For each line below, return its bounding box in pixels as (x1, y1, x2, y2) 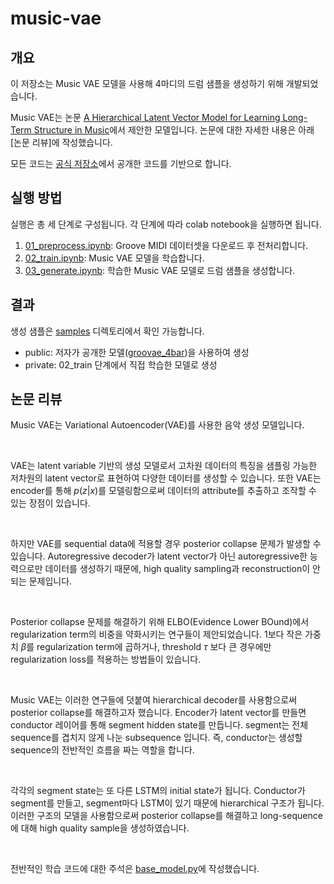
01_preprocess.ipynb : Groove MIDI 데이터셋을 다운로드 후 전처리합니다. (24, 239, 309, 251)
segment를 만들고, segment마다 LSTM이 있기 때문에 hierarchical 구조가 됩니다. (10, 797, 325, 809)
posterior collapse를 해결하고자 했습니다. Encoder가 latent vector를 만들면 (10, 707, 307, 719)
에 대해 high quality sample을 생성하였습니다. (10, 822, 190, 834)
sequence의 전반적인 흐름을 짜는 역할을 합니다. (10, 744, 195, 756)
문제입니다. (28, 575, 73, 587)
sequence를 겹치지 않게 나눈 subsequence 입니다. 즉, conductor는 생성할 (10, 732, 303, 744)
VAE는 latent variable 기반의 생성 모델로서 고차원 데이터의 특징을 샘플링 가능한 (10, 460, 318, 472)
